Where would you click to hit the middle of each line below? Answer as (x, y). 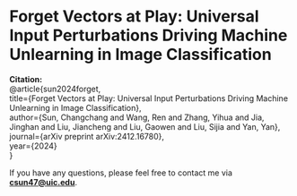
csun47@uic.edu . (44, 182)
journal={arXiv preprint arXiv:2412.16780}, (87, 136)
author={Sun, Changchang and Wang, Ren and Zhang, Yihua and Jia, (137, 117)
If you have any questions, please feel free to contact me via (121, 173)
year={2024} (33, 146)
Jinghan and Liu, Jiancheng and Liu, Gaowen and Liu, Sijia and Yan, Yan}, (145, 126)
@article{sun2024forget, (55, 89)
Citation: (26, 79)
